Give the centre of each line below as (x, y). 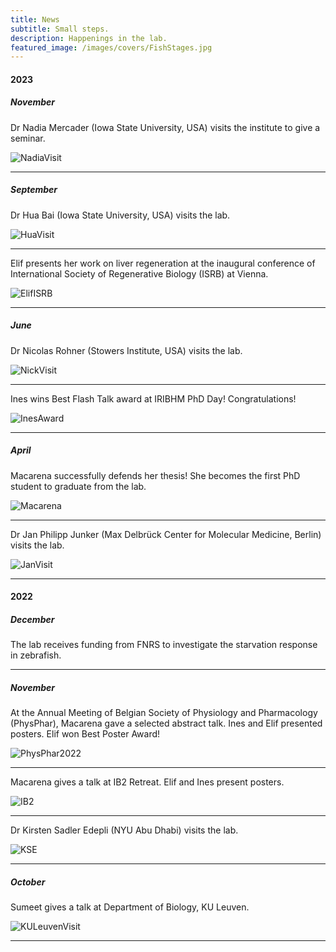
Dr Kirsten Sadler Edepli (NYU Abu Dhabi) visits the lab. (124, 830)
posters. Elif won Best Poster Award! (85, 734)
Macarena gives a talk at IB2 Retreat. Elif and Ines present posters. (147, 782)
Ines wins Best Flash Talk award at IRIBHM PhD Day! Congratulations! (153, 398)
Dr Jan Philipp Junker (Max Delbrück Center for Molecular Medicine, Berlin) (166, 534)
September (34, 190)
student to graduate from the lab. (78, 486)
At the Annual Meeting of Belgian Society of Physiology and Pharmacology (164, 713)
